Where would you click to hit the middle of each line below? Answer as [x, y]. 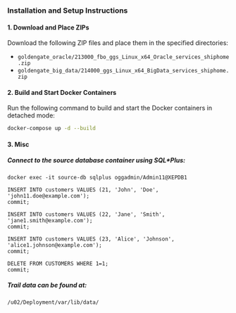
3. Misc [18, 144]
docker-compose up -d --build [52, 129]
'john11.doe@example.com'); [49, 196]
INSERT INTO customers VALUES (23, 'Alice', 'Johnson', [91, 239]
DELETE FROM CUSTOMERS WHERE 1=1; [58, 263]
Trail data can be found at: [47, 285]
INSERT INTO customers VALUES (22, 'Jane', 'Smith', [86, 214]
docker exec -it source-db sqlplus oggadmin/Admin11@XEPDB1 [98, 177]
